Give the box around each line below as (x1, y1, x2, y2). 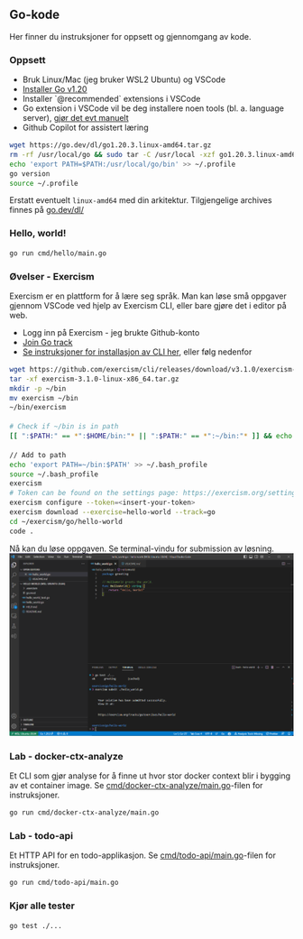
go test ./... (9, 921, 63, 930)
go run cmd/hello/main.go (9, 248, 106, 258)
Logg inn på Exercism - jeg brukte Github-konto (22, 327, 200, 337)
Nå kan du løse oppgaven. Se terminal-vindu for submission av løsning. (9, 543, 275, 554)
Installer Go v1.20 (22, 84, 87, 95)
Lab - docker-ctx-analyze (9, 750, 124, 762)
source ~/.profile (9, 179, 78, 188)
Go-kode (9, 7, 60, 23)
